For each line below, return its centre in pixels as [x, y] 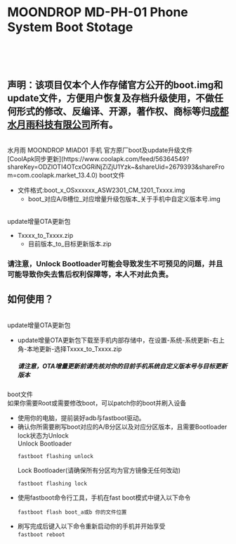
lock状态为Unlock [43, 435]
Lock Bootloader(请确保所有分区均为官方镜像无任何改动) [99, 470]
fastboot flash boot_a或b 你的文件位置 [72, 512]
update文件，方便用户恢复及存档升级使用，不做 [111, 98]
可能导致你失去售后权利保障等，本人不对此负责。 [90, 274]
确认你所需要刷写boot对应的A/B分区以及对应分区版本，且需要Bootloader [122, 426]
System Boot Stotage [70, 27]
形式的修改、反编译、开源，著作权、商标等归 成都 [123, 111]
